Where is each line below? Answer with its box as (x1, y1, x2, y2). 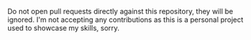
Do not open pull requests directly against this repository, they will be (7, 7, 234, 16)
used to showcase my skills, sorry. (7, 24, 120, 32)
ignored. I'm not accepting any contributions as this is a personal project (7, 15, 244, 24)
